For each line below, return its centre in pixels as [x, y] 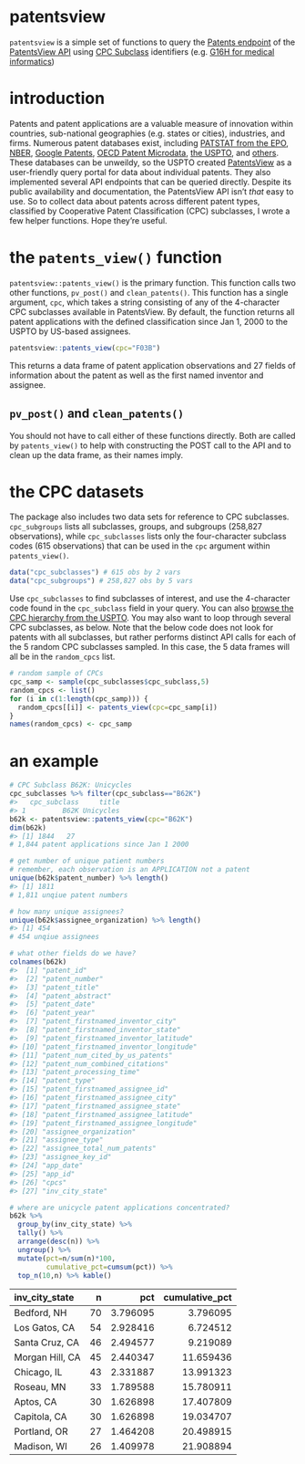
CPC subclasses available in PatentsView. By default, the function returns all [152, 311]
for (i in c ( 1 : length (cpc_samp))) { [79, 699]
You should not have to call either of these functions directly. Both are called [152, 435]
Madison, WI [41, 1447]
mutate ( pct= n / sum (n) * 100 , [67, 1258]
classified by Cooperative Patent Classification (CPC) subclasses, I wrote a [150, 211]
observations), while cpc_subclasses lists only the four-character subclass [148, 537]
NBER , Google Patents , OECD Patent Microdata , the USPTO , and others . [144, 152]
